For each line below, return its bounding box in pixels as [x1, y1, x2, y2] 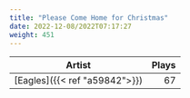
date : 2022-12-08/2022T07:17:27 [9, 22, 132, 31]
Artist [65, 59, 91, 72]
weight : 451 [9, 30, 55, 39]
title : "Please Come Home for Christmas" [9, 13, 169, 23]
